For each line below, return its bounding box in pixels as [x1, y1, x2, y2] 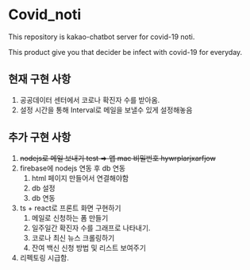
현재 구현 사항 [8, 72, 71, 86]
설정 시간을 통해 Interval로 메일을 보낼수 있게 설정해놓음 [19, 105, 193, 115]
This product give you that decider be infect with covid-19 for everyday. [8, 47, 243, 57]
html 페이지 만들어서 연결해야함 [31, 173, 129, 182]
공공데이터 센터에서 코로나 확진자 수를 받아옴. [19, 95, 160, 104]
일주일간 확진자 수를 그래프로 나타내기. [31, 223, 151, 233]
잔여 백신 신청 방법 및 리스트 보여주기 [31, 243, 147, 252]
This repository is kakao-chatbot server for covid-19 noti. [8, 32, 195, 41]
